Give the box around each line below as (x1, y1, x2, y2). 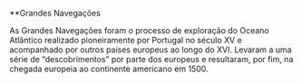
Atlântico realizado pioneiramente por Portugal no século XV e (9, 35, 242, 45)
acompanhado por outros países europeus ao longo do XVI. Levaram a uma (9, 44, 292, 55)
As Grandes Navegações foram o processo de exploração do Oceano (9, 25, 269, 35)
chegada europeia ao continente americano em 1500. (9, 63, 209, 74)
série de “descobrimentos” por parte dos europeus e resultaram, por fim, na (9, 54, 294, 64)
